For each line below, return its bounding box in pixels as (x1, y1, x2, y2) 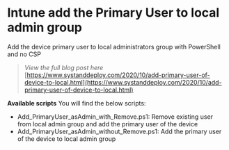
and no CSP (7, 50, 42, 58)
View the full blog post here (24, 63, 104, 72)
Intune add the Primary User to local (7, 5, 220, 21)
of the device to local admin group (17, 134, 116, 143)
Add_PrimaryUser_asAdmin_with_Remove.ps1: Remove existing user (17, 112, 214, 121)
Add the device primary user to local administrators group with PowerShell (7, 42, 221, 51)
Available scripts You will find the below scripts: (7, 99, 146, 107)
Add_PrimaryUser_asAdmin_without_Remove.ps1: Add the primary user (17, 127, 222, 135)
